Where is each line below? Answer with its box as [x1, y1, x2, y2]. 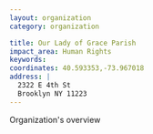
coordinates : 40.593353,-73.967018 [9, 64, 145, 73]
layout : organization [9, 13, 92, 23]
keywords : [9, 56, 47, 65]
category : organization [9, 22, 100, 31]
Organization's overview [9, 114, 101, 125]
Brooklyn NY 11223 [17, 88, 88, 98]
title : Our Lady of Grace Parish [9, 38, 137, 47]
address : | [9, 72, 51, 82]
